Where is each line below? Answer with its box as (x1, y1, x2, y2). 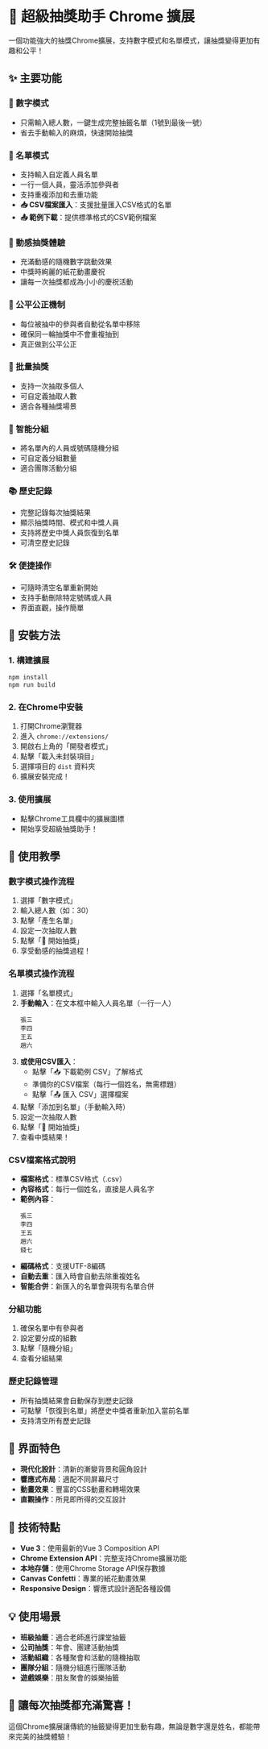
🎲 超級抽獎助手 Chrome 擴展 (8, 7, 196, 26)
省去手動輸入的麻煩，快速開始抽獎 (19, 127, 134, 137)
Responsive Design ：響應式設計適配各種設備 (19, 1584, 171, 1593)
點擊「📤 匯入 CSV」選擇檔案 (31, 1089, 129, 1099)
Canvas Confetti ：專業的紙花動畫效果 (19, 1573, 146, 1584)
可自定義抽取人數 (19, 391, 77, 401)
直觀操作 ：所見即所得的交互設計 (19, 1494, 126, 1504)
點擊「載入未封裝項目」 (19, 751, 98, 762)
